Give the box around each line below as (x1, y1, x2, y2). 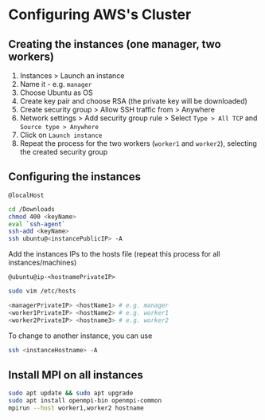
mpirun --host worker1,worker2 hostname (8, 404, 145, 412)
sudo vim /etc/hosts (8, 287, 77, 296)
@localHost (8, 191, 45, 199)
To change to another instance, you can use (8, 331, 153, 340)
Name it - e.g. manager (19, 80, 92, 88)
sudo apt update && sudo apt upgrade (8, 389, 134, 398)
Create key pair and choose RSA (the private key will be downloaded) (19, 96, 248, 105)
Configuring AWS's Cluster (8, 6, 192, 24)
